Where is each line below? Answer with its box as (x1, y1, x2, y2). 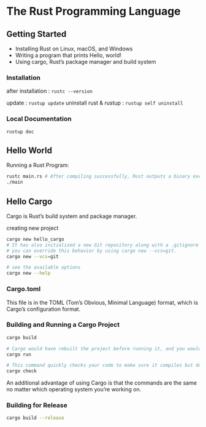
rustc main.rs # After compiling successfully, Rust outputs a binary (6, 173, 191, 179)
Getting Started (6, 29, 67, 39)
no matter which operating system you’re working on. (6, 386, 142, 393)
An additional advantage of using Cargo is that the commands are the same (6, 379, 197, 386)
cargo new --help (6, 270, 51, 276)
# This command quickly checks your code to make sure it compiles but (6, 362, 193, 369)
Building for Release (6, 401, 67, 410)
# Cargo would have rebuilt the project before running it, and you (6, 345, 185, 351)
